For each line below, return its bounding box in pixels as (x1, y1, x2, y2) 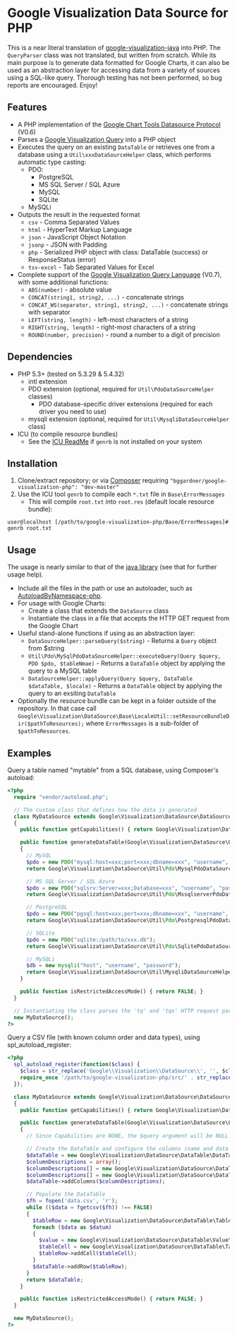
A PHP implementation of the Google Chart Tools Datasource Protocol (17, 120, 221, 129)
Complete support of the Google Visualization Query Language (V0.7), (17, 270, 222, 278)
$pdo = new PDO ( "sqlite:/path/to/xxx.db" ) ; (25, 936, 157, 943)
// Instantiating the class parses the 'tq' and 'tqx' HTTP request (13, 1007, 219, 1015)
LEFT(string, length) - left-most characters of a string (28, 315, 189, 324)
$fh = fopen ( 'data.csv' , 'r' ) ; (25, 1198, 119, 1205)
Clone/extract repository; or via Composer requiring (17, 476, 169, 485)
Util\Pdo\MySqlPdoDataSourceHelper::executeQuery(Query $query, (28, 653, 221, 660)
